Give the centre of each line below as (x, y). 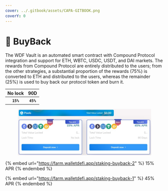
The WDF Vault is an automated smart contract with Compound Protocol (80, 55)
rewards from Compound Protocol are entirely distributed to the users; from (83, 66)
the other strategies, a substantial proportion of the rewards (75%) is (76, 71)
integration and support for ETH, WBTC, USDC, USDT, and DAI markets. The (84, 61)
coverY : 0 (16, 16)
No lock (16, 93)
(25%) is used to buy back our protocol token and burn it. (65, 82)
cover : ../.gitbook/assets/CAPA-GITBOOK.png (53, 11)
